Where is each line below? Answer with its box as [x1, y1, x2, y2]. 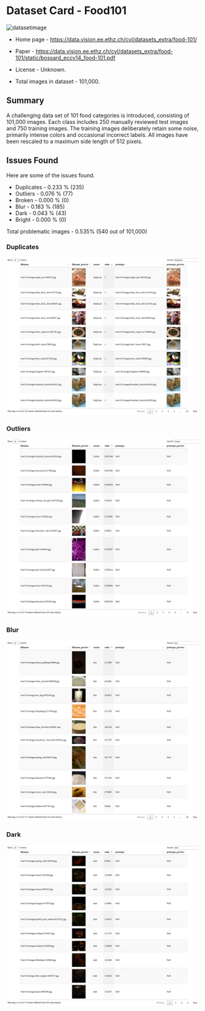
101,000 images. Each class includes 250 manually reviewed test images [6, 118, 189, 125]
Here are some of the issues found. [6, 172, 95, 179]
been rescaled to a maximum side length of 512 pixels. [6, 137, 143, 145]
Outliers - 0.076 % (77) [15, 190, 73, 197]
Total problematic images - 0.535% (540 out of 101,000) [6, 227, 148, 235]
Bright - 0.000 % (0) [15, 216, 67, 223]
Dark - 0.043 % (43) [15, 209, 67, 217]
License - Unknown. [15, 65, 66, 73]
